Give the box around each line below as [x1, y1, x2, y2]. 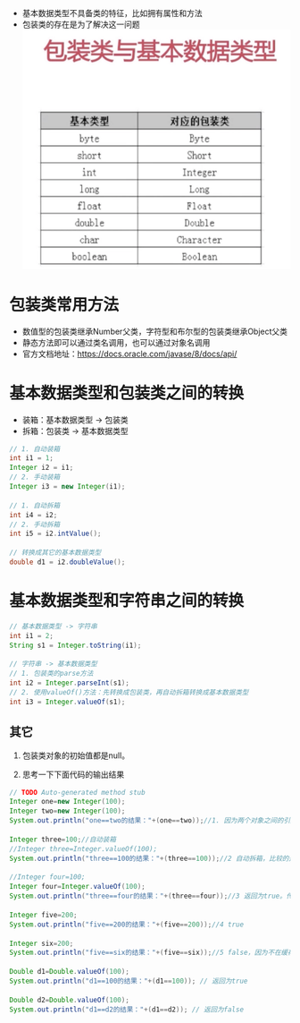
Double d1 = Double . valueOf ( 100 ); [9, 968, 129, 976]
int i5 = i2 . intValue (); [9, 529, 102, 539]
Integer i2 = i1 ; [9, 464, 74, 473]
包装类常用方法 [9, 294, 120, 315]
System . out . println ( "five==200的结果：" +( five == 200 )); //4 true [9, 920, 244, 929]
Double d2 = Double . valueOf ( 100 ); [9, 995, 129, 1004]
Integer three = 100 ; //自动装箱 [9, 835, 116, 844]
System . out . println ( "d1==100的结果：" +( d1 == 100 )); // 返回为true [9, 976, 248, 986]
